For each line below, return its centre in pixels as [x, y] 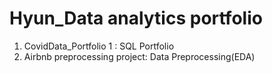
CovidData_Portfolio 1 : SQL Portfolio [99, 46]
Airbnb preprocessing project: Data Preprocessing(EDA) [139, 56]
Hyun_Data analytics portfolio [136, 18]
